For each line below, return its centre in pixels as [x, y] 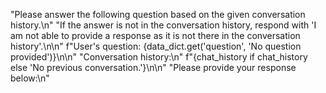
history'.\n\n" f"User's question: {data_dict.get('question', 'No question [156, 46]
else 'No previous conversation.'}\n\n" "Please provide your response [153, 67]
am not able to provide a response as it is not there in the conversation [155, 35]
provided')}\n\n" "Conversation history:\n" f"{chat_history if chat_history [159, 57]
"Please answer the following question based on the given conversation [158, 14]
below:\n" [30, 78]
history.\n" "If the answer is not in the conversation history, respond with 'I [163, 25]
